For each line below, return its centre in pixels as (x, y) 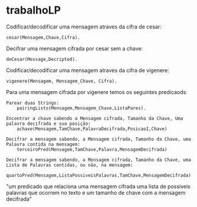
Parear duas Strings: (33, 103)
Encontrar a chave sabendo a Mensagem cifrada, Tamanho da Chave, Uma (95, 118)
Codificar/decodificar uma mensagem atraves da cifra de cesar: (84, 27)
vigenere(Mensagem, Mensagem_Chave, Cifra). (62, 81)
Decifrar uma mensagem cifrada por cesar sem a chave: (75, 48)
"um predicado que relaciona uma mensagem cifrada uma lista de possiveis (98, 186)
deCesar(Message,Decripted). (42, 59)
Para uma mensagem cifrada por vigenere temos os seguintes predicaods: (97, 92)
